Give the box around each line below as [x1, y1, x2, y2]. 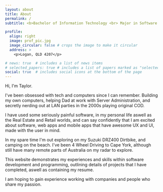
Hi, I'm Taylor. [5, 83, 33, 89]
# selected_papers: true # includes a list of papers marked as [5, 65, 138, 70]
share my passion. [5, 181, 42, 187]
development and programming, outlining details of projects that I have [5, 162, 147, 168]
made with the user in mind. [5, 128, 61, 133]
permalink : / [5, 16, 32, 21]
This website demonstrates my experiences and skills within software [5, 157, 144, 162]
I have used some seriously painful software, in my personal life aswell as [5, 112, 152, 118]
